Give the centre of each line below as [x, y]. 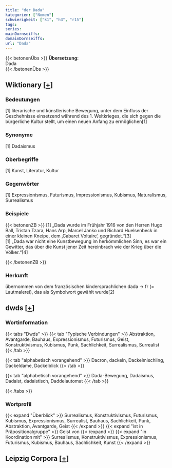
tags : [11, 24]
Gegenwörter [22, 184]
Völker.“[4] [17, 252]
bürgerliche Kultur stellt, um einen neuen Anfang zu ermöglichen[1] [76, 121]
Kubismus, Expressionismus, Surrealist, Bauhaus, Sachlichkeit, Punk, [78, 420]
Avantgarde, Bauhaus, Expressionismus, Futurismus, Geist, [68, 339]
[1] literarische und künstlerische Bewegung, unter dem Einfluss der [77, 111]
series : [14, 29]
